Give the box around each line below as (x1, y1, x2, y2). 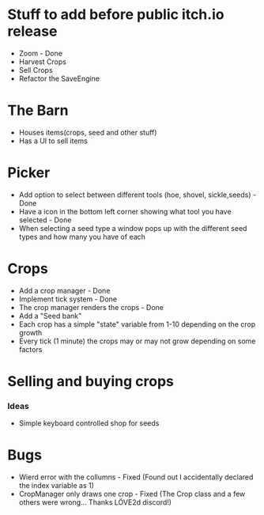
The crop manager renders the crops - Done (18, 302, 164, 312)
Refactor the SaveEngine (18, 74, 100, 83)
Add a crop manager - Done (18, 286, 111, 295)
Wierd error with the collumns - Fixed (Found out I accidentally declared (18, 472, 254, 482)
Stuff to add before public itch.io (7, 6, 224, 24)
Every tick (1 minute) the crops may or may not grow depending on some (18, 336, 256, 346)
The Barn (7, 101, 69, 119)
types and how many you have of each (18, 232, 145, 241)
